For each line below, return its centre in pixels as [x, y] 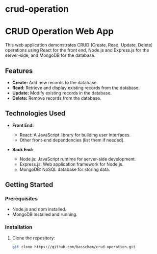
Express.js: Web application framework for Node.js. [71, 164]
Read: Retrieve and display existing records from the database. [76, 88]
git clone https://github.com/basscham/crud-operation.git [74, 247]
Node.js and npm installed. [39, 209]
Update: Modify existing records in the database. [62, 93]
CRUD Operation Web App [59, 32]
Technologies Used [35, 114]
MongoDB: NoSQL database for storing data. [65, 169]
